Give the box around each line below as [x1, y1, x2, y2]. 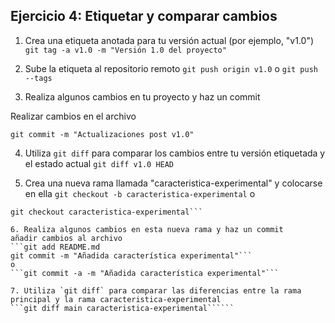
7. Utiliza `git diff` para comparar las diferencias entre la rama [10, 285, 302, 296]
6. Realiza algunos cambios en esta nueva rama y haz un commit [10, 224, 284, 234]
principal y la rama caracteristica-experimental [10, 294, 222, 304]
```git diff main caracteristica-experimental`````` [10, 303, 235, 313]
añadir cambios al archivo [10, 233, 123, 243]
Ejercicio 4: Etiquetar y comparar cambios [10, 8, 278, 25]
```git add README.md [10, 242, 101, 252]
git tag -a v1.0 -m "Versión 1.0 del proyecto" [24, 45, 227, 55]
